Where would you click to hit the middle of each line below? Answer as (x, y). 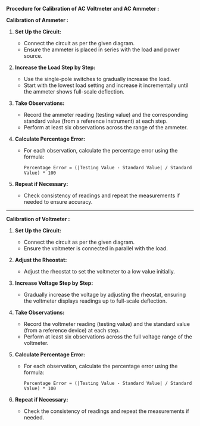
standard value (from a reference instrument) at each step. (96, 121)
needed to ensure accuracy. (58, 202)
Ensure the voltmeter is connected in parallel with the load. (96, 248)
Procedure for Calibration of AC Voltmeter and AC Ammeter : (83, 9)
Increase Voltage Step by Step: (54, 283)
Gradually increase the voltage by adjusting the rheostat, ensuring (105, 295)
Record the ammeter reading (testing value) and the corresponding (106, 115)
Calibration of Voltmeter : (38, 219)
